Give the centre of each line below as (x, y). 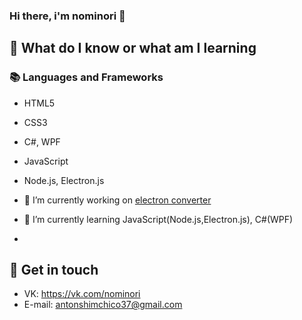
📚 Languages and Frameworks (86, 77)
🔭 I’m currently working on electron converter (117, 200)
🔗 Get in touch (54, 270)
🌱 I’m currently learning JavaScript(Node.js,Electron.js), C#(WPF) (158, 219)
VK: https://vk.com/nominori (82, 294)
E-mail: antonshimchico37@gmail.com (103, 305)
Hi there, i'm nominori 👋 (67, 16)
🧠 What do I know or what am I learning (133, 48)
